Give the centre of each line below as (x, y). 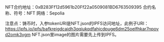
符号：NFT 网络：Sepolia (39, 13)
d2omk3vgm (18, 35)
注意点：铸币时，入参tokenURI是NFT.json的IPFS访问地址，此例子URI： (77, 23)
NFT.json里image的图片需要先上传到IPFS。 (75, 35)
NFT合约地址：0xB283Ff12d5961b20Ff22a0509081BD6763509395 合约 (78, 7)
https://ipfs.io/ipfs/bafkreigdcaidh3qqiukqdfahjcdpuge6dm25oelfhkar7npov (82, 29)
